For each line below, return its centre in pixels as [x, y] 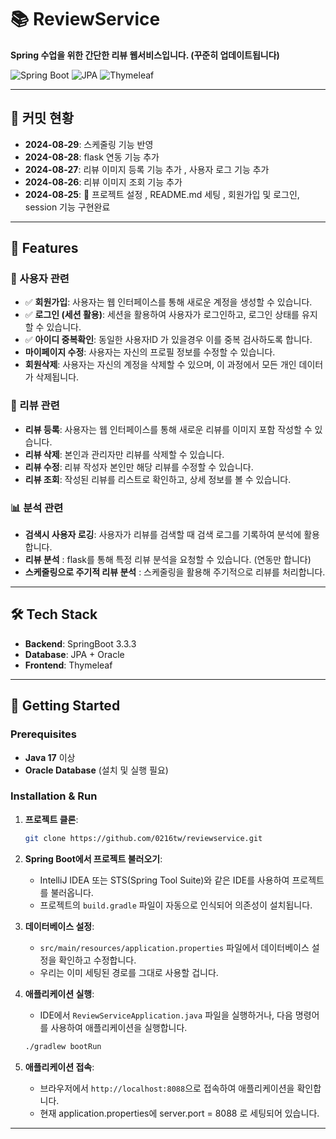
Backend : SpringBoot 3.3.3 [80, 643]
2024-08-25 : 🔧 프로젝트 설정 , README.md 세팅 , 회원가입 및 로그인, [162, 194]
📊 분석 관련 [37, 508]
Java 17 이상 [50, 757]
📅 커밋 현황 [42, 118]
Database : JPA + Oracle [74, 654]
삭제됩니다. [57, 377]
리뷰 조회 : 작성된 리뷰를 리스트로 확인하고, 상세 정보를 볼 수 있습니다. [158, 479]
